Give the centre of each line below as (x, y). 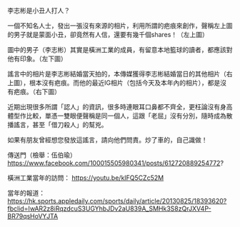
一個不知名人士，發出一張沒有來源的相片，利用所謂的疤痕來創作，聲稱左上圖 (120, 26)
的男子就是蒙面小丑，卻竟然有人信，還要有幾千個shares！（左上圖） (108, 35)
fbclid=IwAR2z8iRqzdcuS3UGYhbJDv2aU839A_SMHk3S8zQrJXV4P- (110, 208)
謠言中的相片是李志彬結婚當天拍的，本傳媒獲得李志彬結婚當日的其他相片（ (117, 74)
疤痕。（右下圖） (37, 92)
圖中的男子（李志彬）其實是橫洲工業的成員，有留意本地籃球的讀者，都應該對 (120, 50)
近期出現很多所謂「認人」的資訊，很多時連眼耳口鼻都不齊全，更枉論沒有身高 (120, 107)
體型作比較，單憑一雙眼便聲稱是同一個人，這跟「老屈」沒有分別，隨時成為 (117, 116)
